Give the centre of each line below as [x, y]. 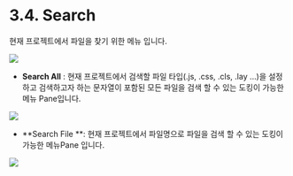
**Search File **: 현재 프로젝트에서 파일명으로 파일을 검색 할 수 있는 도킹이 [152, 134]
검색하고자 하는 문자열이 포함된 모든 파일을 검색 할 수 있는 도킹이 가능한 [162, 87]
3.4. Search [53, 15]
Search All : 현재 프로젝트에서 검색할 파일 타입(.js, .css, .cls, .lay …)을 [144, 76]
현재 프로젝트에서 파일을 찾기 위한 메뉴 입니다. [89, 41]
